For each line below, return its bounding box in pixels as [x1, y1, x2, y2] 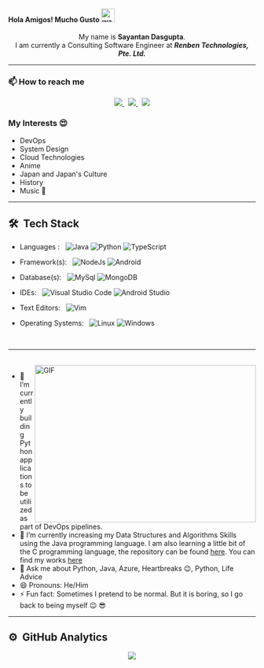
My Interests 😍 [8, 118, 68, 129]
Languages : [19, 242, 60, 251]
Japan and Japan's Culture [19, 169, 108, 179]
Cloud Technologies [19, 152, 85, 162]
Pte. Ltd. [118, 49, 146, 58]
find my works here [19, 555, 82, 564]
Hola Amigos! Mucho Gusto [8, 14, 100, 24]
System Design [19, 144, 69, 153]
